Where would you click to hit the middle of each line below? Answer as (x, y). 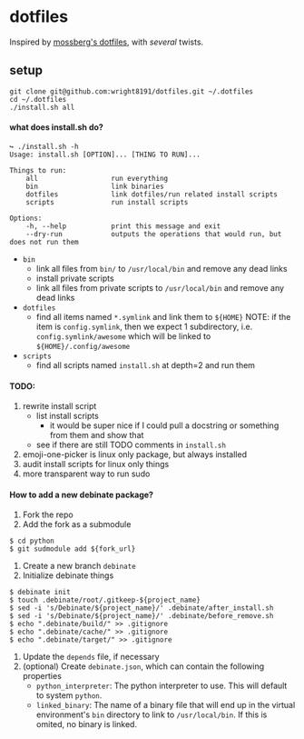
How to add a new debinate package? (82, 494)
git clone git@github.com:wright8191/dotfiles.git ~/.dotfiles (132, 91)
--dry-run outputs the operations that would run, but (154, 234)
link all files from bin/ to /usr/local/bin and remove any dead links (162, 268)
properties (42, 676)
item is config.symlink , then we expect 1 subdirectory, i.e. (144, 326)
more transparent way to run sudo (86, 474)
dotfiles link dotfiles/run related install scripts (152, 194)
